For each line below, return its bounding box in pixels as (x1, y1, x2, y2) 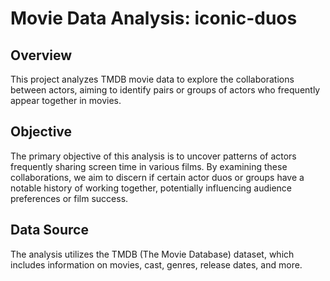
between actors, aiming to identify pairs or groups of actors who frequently (10, 84, 321, 96)
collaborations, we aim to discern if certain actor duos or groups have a (10, 171, 305, 183)
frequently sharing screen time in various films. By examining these (10, 160, 288, 172)
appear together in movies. (10, 95, 122, 106)
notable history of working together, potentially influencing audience (10, 182, 293, 194)
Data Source (10, 222, 89, 239)
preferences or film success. (10, 192, 129, 204)
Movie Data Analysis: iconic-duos (10, 7, 298, 30)
